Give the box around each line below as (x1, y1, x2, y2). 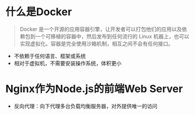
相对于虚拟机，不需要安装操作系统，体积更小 (13, 59, 122, 67)
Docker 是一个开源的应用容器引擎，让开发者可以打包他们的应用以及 (19, 26, 182, 33)
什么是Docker (5, 5, 72, 19)
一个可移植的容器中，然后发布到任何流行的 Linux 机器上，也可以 (35, 33, 190, 39)
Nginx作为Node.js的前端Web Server (5, 82, 183, 96)
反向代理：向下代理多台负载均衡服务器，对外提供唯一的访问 (13, 102, 158, 109)
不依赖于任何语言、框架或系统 (13, 52, 86, 59)
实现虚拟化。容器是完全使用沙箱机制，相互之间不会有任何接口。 (19, 40, 173, 47)
